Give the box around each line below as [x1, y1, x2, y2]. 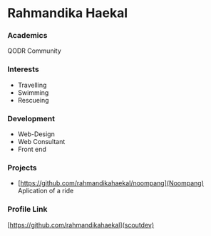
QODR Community [7, 46, 62, 55]
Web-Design [17, 130, 55, 138]
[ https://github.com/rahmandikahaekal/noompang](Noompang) [17, 179, 205, 188]
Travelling [17, 81, 47, 89]
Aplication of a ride [17, 187, 74, 195]
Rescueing [17, 96, 49, 104]
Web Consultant [17, 138, 66, 146]
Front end [17, 145, 46, 154]
